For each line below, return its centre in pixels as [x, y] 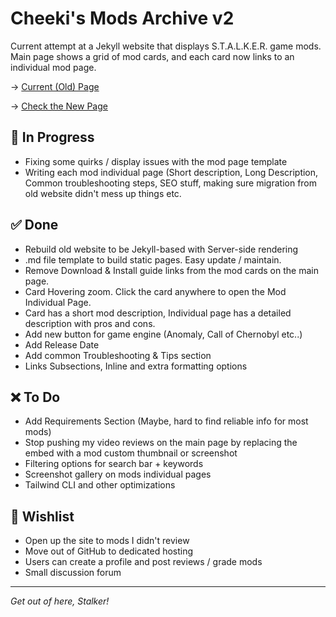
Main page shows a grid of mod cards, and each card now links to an [152, 56]
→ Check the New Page [59, 106]
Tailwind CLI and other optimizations [100, 485]
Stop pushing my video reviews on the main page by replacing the [161, 443]
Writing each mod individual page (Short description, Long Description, [171, 172]
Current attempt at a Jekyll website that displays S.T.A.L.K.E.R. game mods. [166, 46]
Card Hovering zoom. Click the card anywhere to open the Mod [155, 291]
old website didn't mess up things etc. [103, 193]
